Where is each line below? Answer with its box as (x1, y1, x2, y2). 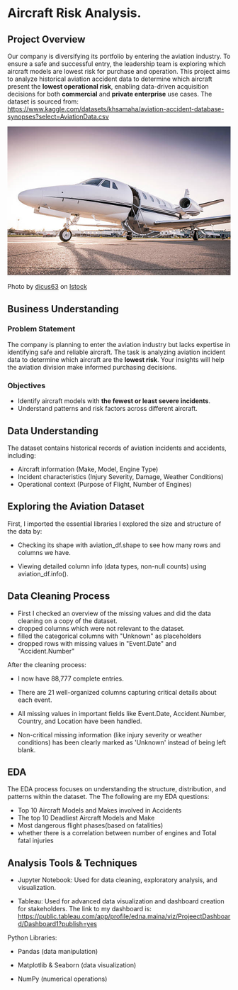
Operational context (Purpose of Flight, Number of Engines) (17, 480, 192, 488)
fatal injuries (17, 836, 55, 845)
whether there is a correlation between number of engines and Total (17, 829, 217, 837)
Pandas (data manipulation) (17, 947, 98, 956)
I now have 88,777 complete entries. (17, 674, 124, 683)
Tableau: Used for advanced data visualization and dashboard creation (17, 897, 225, 906)
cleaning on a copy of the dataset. (17, 616, 118, 625)
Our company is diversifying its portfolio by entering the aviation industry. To (7, 52, 231, 60)
